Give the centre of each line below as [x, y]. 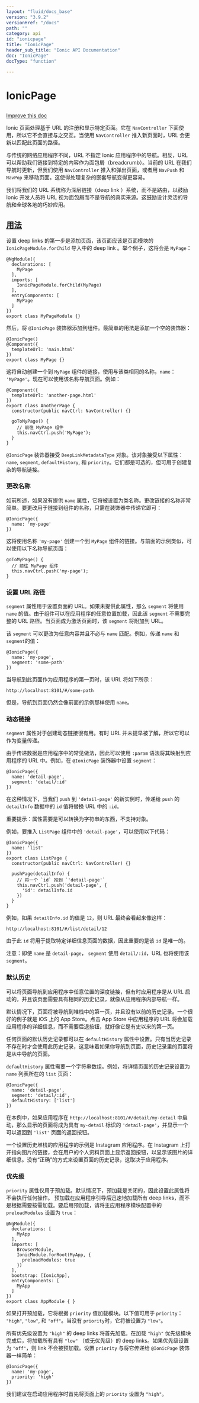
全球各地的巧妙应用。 [42, 204]
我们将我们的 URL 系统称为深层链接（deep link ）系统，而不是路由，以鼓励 [97, 189]
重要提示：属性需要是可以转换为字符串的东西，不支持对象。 [79, 819]
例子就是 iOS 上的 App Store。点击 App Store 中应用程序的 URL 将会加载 [105, 1019]
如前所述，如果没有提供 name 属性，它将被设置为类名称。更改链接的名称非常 [99, 500]
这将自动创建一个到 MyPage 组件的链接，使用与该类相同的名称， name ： [91, 371]
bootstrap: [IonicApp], [41, 1275]
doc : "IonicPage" [28, 56]
